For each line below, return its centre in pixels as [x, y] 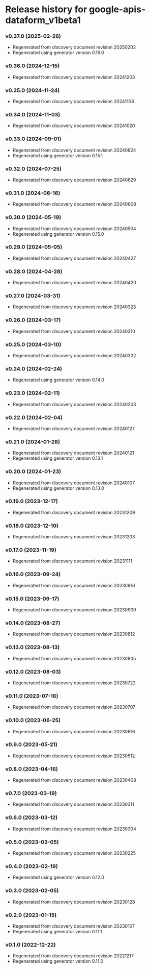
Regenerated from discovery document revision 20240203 [74, 404]
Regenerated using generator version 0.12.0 [58, 877]
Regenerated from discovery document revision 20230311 [73, 804]
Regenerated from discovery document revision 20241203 [74, 77]
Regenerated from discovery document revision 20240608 [74, 204]
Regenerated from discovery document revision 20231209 [74, 512]
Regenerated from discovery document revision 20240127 [74, 428]
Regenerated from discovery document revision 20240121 [73, 453]
